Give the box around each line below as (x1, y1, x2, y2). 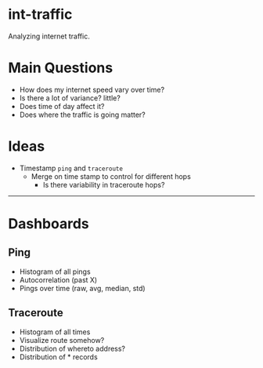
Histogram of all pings (19, 267, 92, 276)
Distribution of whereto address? (19, 344, 126, 353)
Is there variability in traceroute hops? (42, 180, 165, 189)
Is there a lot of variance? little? (19, 93, 121, 103)
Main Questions (8, 59, 113, 77)
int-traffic (8, 5, 73, 24)
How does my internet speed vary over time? (19, 85, 165, 94)
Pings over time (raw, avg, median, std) (19, 283, 146, 293)
